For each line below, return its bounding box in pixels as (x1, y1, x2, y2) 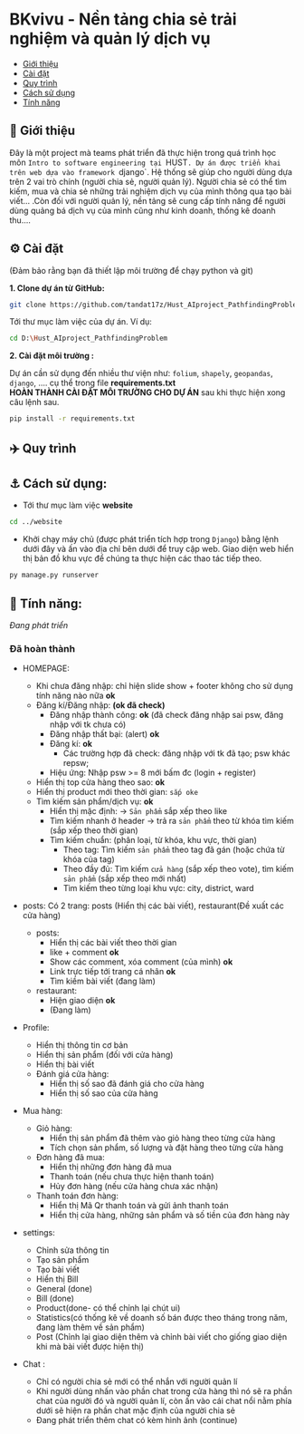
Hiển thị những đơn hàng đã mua (49, 1161, 172, 1173)
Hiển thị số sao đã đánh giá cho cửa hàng (49, 1079, 205, 1090)
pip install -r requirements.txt (9, 414, 136, 423)
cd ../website (9, 518, 63, 527)
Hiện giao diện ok (49, 995, 116, 1006)
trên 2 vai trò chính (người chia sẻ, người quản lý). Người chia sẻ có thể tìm (9, 176, 287, 187)
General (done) (35, 1284, 93, 1294)
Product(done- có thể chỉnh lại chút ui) (35, 1303, 181, 1313)
